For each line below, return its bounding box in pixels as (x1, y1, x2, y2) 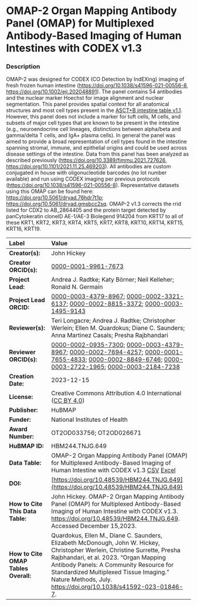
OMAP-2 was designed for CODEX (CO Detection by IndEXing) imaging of (6, 76, 185, 83)
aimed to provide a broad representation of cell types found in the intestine (6, 138, 187, 145)
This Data (9, 507, 37, 516)
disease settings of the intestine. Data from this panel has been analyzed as (6, 151, 189, 158)
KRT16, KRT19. (6, 225, 41, 232)
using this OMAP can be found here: (6, 188, 94, 195)
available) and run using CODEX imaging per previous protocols (6, 175, 160, 182)
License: (9, 393, 33, 401)
